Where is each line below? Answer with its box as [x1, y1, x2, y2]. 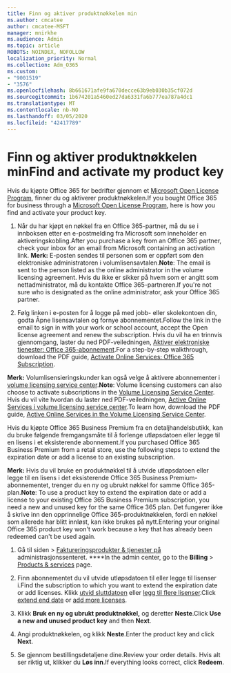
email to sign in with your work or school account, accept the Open [17, 323, 208, 332]
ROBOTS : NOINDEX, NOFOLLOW [7, 49, 85, 56]
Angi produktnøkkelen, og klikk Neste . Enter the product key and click [17, 630, 215, 638]
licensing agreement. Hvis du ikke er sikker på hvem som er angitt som [17, 274, 219, 282]
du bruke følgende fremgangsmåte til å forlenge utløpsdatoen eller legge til [7, 431, 221, 439]
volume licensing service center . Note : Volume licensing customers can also [7, 381, 223, 389]
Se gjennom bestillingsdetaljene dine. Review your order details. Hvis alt [17, 651, 221, 659]
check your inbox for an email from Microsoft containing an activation [17, 244, 215, 252]
